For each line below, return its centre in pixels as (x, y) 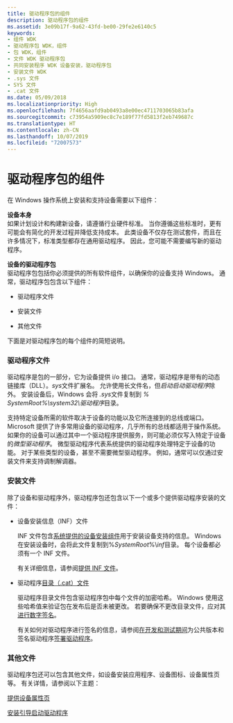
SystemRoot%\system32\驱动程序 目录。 (65, 403)
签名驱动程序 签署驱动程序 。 (57, 638)
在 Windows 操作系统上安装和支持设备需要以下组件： (83, 200)
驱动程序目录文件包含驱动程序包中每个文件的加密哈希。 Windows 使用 (117, 597)
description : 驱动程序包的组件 (48, 20)
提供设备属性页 (28, 698)
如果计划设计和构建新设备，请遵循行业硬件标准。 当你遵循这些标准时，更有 (114, 224)
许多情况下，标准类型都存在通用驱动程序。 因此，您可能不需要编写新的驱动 (114, 241)
